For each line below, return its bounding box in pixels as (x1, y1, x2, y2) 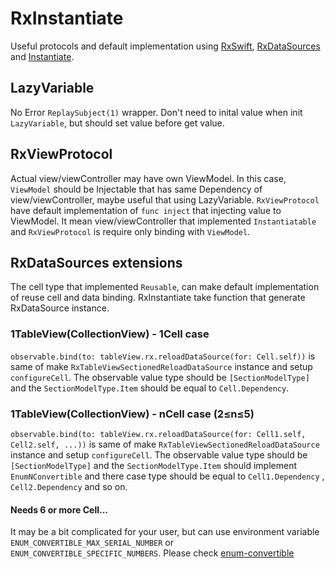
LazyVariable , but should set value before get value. (10, 117, 225, 129)
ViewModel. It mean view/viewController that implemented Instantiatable (10, 215, 317, 227)
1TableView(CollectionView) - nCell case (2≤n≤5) (10, 407, 255, 421)
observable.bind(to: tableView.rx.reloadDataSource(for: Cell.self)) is (10, 350, 316, 362)
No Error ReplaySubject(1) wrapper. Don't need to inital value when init (10, 106, 303, 118)
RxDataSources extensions (10, 254, 183, 271)
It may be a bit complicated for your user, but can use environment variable (10, 526, 320, 538)
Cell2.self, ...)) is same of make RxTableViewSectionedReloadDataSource (10, 438, 320, 450)
